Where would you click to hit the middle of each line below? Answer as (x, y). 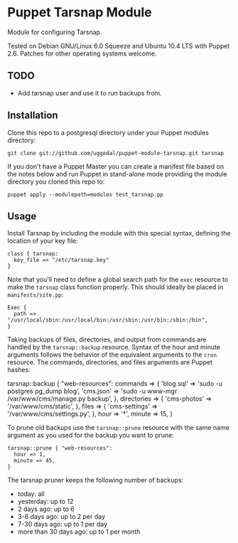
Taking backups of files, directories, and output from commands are (107, 339)
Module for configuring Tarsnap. (55, 32)
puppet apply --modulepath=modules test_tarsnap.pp (85, 194)
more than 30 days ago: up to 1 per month (79, 532)
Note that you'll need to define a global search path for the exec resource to (118, 280)
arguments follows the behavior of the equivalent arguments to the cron (112, 355)
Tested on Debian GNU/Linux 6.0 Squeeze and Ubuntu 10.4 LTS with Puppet (119, 46)
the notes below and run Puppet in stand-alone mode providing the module (117, 174)
